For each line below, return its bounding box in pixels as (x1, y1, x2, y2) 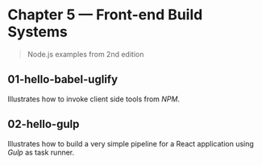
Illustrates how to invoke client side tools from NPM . (7, 94, 181, 104)
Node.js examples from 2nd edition (27, 49, 144, 59)
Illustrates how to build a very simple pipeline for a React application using (7, 138, 255, 148)
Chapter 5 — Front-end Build (7, 6, 203, 24)
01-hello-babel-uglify (7, 72, 119, 86)
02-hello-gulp (7, 118, 80, 131)
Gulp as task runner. (7, 147, 75, 157)
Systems (7, 23, 68, 41)
